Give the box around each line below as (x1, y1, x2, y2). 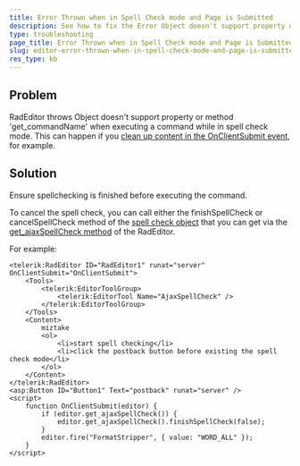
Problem (9, 88, 58, 103)
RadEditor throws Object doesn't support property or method (9, 111, 234, 122)
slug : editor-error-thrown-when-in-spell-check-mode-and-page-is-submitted (9, 47, 297, 55)
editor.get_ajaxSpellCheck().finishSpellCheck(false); (56, 417, 266, 426)
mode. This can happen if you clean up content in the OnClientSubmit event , (9, 131, 290, 141)
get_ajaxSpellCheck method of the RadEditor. (9, 225, 176, 237)
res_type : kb (9, 55, 58, 64)
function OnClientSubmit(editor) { (25, 402, 158, 411)
